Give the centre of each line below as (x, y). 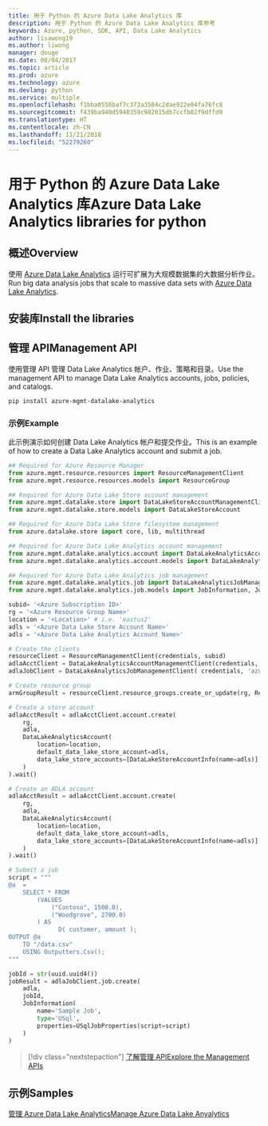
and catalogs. (31, 386)
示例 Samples (41, 1093)
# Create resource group (49, 685)
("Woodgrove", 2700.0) (89, 915)
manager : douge (33, 53)
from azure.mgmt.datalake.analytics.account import (96, 553)
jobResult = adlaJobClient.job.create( (75, 981)
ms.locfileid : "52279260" (51, 142)
